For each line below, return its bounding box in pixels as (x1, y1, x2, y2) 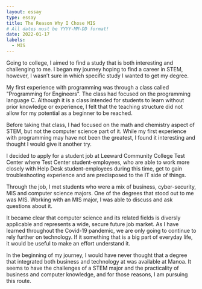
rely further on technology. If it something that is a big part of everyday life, (6, 233, 193, 241)
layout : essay (6, 8, 42, 15)
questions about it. (6, 202, 52, 209)
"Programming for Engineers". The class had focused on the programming (6, 90, 191, 97)
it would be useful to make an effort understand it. (6, 239, 131, 247)
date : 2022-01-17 (6, 31, 50, 37)
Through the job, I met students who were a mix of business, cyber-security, (6, 183, 197, 190)
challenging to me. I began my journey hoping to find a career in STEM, (6, 65, 183, 73)
